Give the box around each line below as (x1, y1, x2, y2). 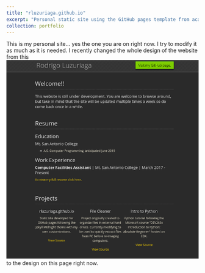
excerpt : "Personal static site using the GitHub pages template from (6, 16, 190, 23)
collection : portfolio (6, 23, 64, 29)
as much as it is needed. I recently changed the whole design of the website (6, 47, 198, 54)
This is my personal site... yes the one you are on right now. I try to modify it (6, 40, 197, 48)
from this (6, 53, 29, 61)
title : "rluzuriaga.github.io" (6, 10, 86, 16)
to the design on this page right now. (6, 260, 99, 267)
